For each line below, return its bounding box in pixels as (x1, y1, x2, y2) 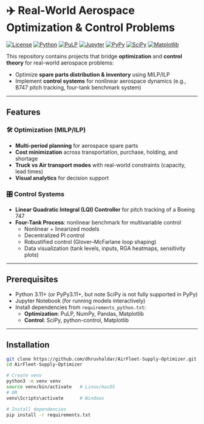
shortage (15, 155, 38, 162)
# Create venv (6, 372, 42, 379)
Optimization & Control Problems (6, 21, 175, 35)
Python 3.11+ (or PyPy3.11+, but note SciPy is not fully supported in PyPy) (15, 290, 198, 297)
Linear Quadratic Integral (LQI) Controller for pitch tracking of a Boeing (15, 206, 195, 213)
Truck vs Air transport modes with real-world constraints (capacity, (15, 161, 186, 169)
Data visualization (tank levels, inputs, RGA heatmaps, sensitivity (24, 245, 186, 252)
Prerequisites (6, 274, 58, 285)
